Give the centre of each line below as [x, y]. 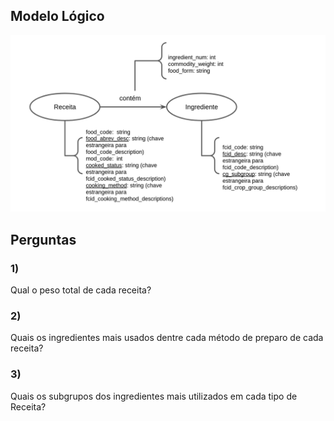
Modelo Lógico [57, 16]
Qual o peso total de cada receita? [81, 290]
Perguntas [43, 239]
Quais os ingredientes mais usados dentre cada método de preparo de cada [167, 338]
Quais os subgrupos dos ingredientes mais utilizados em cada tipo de [154, 396]
